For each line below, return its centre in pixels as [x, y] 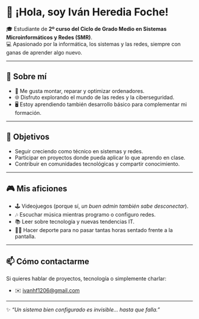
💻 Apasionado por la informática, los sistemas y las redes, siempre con [94, 44]
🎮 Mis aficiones [37, 188]
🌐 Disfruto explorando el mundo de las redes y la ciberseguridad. [94, 97]
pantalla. [25, 237]
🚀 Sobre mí [26, 77]
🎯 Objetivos [28, 137]
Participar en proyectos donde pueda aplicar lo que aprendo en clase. [100, 157]
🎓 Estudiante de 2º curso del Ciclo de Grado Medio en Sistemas [86, 28]
